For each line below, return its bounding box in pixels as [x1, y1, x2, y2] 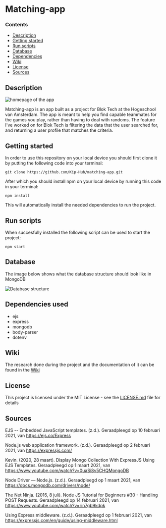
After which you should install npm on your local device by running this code [5, 178, 162, 184]
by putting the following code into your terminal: [5, 160, 103, 166]
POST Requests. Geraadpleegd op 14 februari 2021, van [5, 497, 119, 503]
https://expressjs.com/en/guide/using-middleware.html [5, 517, 118, 523]
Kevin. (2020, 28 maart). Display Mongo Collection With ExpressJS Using [5, 457, 155, 463]
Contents [5, 21, 28, 28]
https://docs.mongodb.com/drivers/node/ [5, 482, 90, 488]
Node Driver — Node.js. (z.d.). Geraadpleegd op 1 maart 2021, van [5, 477, 141, 483]
